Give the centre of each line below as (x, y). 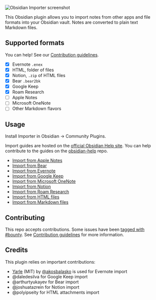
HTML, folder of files (33, 70)
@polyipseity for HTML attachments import (56, 292)
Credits (17, 250)
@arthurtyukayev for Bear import (45, 282)
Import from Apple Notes (37, 161)
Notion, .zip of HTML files (39, 75)
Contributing (25, 218)
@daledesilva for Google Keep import (50, 276)
